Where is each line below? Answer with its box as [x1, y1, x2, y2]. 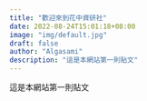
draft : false [9, 38, 59, 48]
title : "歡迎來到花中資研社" [9, 13, 107, 23]
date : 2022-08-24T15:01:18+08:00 [9, 22, 136, 31]
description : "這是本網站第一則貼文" [9, 56, 139, 65]
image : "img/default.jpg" [9, 30, 107, 39]
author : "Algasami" [9, 47, 83, 56]
